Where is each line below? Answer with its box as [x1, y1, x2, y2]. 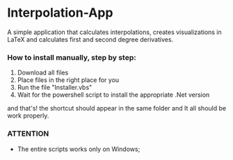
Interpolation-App [7, 5, 113, 21]
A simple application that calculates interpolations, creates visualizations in [7, 28, 223, 36]
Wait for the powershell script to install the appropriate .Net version [17, 90, 210, 99]
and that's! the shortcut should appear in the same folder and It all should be [7, 104, 227, 113]
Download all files [17, 68, 69, 77]
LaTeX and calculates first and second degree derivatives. [7, 35, 174, 43]
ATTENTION [7, 129, 49, 138]
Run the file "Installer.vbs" [17, 83, 93, 92]
